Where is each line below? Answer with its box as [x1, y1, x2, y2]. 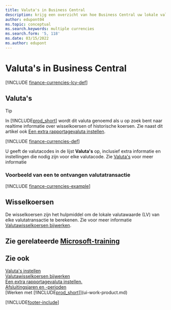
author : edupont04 [5, 17, 44, 22]
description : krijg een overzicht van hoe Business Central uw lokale [5, 12, 158, 17]
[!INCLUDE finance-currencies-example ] [5, 183, 91, 189]
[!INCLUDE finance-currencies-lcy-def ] [5, 79, 88, 86]
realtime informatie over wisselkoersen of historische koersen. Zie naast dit [5, 123, 163, 129]
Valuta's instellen [5, 268, 41, 274]
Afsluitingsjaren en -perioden [5, 284, 67, 290]
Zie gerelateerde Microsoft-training [5, 237, 120, 245]
